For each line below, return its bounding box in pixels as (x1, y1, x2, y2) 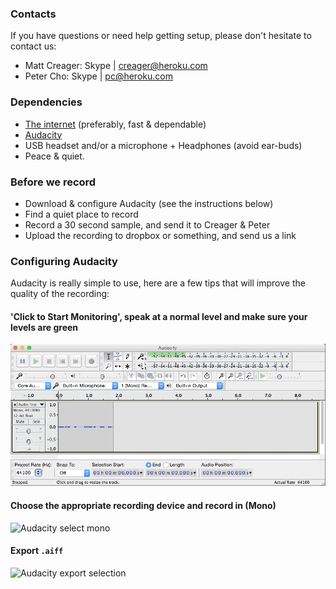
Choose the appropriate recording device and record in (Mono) (10, 500, 277, 511)
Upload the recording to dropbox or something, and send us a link (24, 229, 297, 241)
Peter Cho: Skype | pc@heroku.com (24, 70, 173, 82)
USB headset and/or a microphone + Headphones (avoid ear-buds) (24, 139, 303, 151)
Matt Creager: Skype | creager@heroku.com (24, 60, 208, 72)
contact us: (10, 40, 57, 52)
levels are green (10, 321, 79, 333)
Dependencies (10, 95, 83, 109)
